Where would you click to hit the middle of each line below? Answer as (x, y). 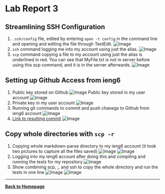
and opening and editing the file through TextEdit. (62, 44)
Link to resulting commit (37, 118)
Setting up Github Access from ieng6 (63, 80)
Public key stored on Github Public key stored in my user (79, 92)
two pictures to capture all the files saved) (55, 151)
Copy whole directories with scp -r (60, 134)
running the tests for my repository (47, 161)
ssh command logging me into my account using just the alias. (75, 49)
